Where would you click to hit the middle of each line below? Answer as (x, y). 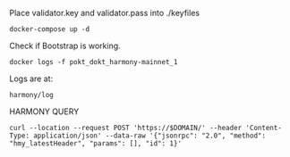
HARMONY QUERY (44, 112)
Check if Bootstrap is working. (65, 45)
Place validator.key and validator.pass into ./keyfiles (104, 13)
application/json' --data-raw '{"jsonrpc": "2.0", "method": (149, 136)
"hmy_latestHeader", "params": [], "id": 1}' (95, 144)
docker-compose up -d (50, 29)
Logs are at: (31, 78)
